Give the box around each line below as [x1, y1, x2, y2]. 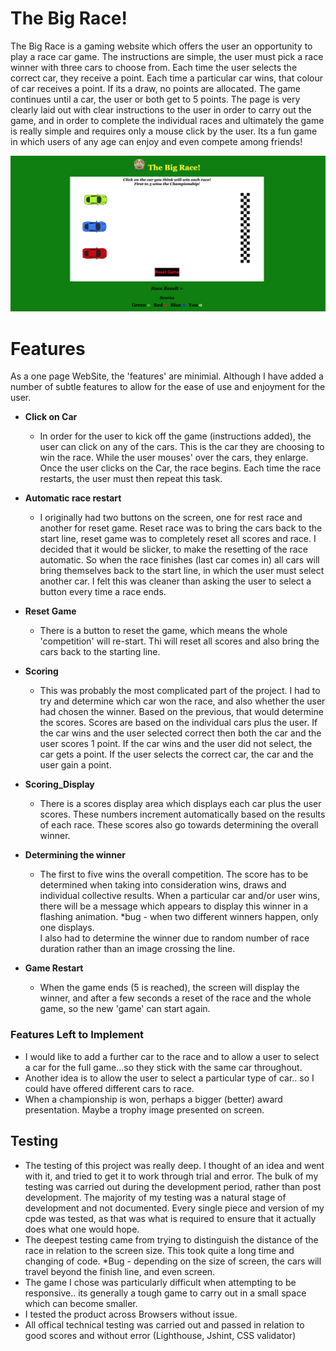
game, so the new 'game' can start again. [39, 1003, 211, 1015]
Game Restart [24, 962, 84, 974]
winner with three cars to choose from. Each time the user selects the [10, 61, 298, 73]
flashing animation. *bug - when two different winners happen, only [39, 911, 319, 923]
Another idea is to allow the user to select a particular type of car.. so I [24, 1072, 315, 1084]
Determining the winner [24, 849, 127, 861]
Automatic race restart [24, 492, 122, 504]
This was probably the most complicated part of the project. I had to [39, 685, 321, 697]
